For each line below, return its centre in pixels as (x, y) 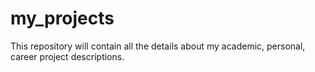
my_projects (62, 18)
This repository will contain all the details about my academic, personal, (158, 46)
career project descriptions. (67, 56)
